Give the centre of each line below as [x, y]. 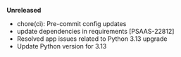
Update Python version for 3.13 [62, 46]
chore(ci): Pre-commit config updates [71, 24]
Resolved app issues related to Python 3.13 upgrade [92, 39]
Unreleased [24, 10]
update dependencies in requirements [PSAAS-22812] [95, 31]
